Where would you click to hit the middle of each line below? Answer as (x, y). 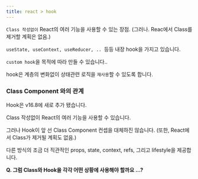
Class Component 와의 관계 (45, 91)
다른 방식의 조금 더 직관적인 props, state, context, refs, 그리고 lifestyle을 (91, 150)
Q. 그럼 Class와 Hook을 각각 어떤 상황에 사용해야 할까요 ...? (75, 170)
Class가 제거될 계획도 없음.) (44, 137)
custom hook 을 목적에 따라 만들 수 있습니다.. (57, 61)
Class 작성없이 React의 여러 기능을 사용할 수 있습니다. (69, 117)
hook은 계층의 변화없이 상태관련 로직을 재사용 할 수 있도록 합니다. (80, 74)
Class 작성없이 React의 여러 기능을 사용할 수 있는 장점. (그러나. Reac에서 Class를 (99, 29)
